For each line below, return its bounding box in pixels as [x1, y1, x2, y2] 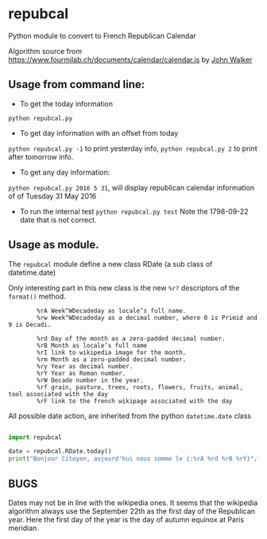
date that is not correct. [19, 215, 97, 225]
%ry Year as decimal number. [37, 362, 133, 370]
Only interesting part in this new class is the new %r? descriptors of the [8, 283, 240, 292]
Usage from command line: [8, 78, 145, 91]
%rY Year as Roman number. [37, 369, 126, 377]
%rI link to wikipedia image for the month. [37, 348, 187, 356]
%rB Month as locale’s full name [37, 341, 148, 349]
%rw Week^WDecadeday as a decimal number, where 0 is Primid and [37, 314, 258, 321]
